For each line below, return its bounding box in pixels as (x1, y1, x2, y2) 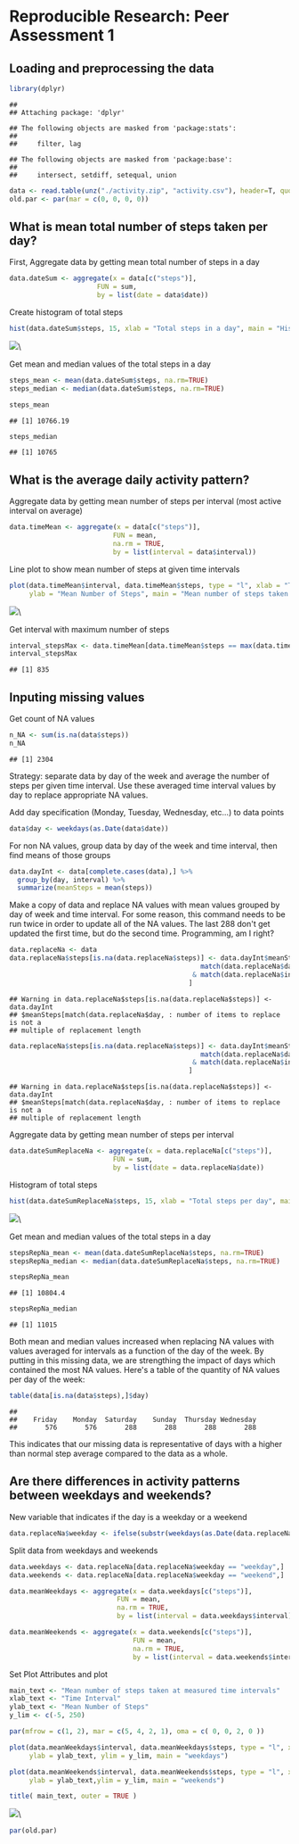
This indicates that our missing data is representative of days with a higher (9, 1439, 283, 1450)
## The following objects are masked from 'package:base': (9, 154, 233, 164)
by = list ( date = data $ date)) (96, 291, 209, 300)
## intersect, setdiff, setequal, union (9, 170, 177, 179)
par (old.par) (9, 1826, 58, 1835)
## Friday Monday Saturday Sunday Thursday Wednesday (9, 1416, 256, 1425)
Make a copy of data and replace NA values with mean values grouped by (9, 899, 280, 911)
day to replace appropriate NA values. (9, 790, 149, 800)
